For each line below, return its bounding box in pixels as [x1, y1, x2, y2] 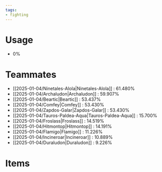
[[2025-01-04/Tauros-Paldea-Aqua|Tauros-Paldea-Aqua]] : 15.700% [12, 112, 157, 119]
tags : [5, 7, 17, 13]
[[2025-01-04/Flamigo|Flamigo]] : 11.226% [12, 129, 103, 135]
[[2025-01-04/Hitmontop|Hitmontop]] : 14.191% [12, 123, 112, 130]
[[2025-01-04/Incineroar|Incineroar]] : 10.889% [12, 134, 113, 140]
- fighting [5, 12, 29, 17]
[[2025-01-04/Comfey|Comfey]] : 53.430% [12, 102, 105, 108]
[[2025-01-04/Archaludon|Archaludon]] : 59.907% [12, 91, 119, 97]
